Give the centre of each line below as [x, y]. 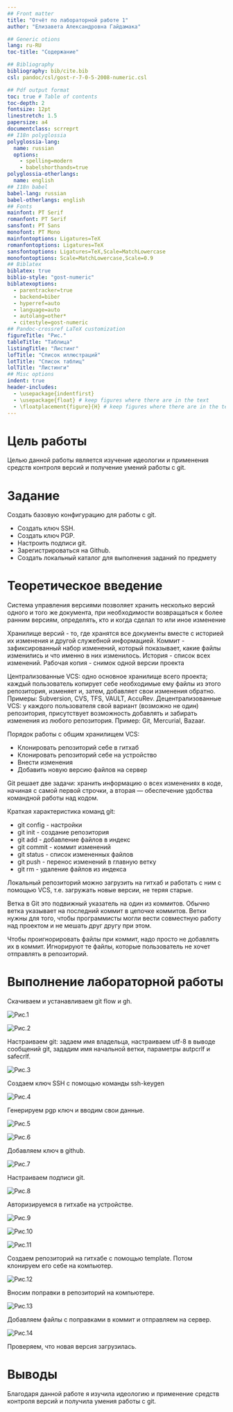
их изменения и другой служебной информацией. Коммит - [96, 641]
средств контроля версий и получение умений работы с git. [96, 468]
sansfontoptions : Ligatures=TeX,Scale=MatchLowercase [87, 252]
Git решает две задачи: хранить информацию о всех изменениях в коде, [115, 783]
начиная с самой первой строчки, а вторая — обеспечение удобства [110, 791]
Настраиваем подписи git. [46, 1178]
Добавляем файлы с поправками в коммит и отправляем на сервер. [109, 1320]
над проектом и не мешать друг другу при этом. [79, 926]
